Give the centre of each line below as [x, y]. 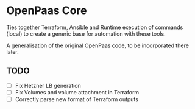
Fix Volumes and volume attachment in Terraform [77, 92]
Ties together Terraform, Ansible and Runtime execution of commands [95, 27]
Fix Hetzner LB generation [48, 85]
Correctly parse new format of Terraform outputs [77, 99]
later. [13, 51]
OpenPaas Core [47, 11]
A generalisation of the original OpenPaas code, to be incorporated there [97, 45]
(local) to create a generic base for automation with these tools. [86, 33]
